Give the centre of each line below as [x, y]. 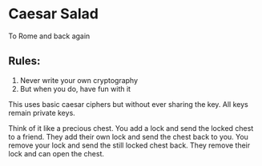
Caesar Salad [53, 14]
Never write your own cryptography [79, 80]
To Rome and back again [49, 36]
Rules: [24, 61]
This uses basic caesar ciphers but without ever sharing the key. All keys [128, 104]
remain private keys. [42, 113]
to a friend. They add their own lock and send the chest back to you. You [128, 136]
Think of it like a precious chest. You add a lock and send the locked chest [131, 128]
